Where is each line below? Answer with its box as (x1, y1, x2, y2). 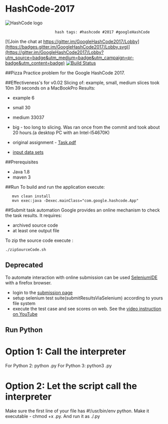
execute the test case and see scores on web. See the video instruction (12, 306, 161, 312)
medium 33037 (12, 114, 44, 120)
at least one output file (12, 227, 60, 233)
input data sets (12, 149, 44, 155)
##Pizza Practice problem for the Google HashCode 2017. (5, 69, 125, 76)
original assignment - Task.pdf (12, 139, 77, 145)
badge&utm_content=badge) (5, 60, 65, 66)
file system (12, 300, 36, 306)
